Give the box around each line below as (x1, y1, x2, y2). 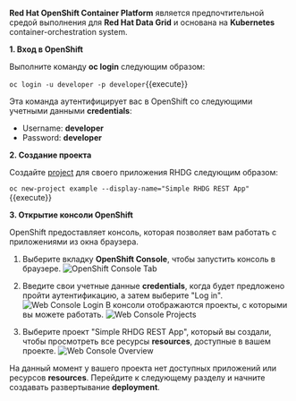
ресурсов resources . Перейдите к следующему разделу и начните (9, 372, 266, 383)
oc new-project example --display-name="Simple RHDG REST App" (9, 184, 250, 193)
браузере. (21, 263, 61, 274)
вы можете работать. (21, 309, 105, 320)
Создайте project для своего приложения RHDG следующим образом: (9, 167, 279, 177)
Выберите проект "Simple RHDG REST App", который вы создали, (21, 327, 272, 337)
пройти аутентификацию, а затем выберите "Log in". (21, 290, 224, 301)
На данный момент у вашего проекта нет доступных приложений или (9, 363, 277, 373)
